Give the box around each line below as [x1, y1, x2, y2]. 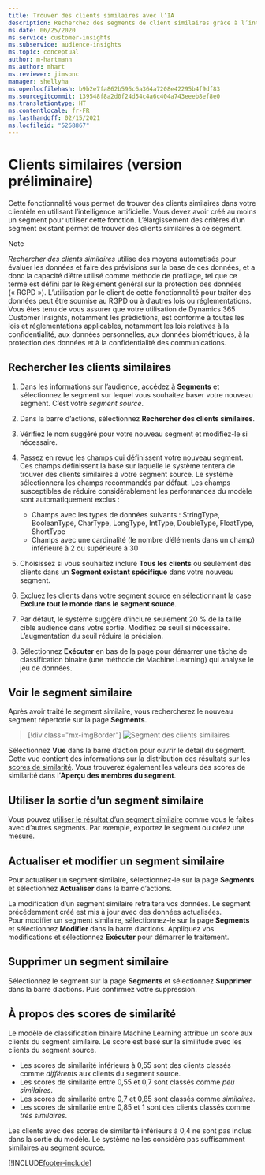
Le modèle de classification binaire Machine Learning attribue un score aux [8, 1028, 253, 1038]
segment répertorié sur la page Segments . [8, 715, 147, 725]
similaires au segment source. [8, 1143, 106, 1152]
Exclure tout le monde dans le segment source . [19, 599, 177, 608]
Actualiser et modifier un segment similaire [8, 854, 225, 867]
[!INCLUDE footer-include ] [8, 1158, 92, 1167]
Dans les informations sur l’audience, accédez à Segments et [19, 382, 220, 391]
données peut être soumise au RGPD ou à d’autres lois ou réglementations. [8, 296, 252, 305]
